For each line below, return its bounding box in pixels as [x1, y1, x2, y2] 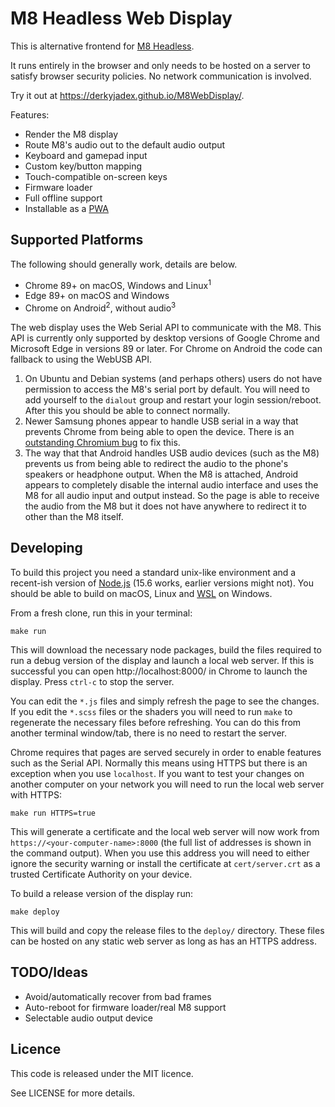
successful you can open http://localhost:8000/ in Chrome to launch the [10, 665, 308, 677]
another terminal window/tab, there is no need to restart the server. [10, 727, 288, 739]
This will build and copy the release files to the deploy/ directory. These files [10, 924, 325, 936]
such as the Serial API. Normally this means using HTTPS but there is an [10, 757, 308, 769]
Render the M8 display [24, 128, 119, 140]
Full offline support [24, 192, 103, 204]
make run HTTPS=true [10, 808, 97, 818]
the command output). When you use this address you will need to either [10, 847, 310, 859]
